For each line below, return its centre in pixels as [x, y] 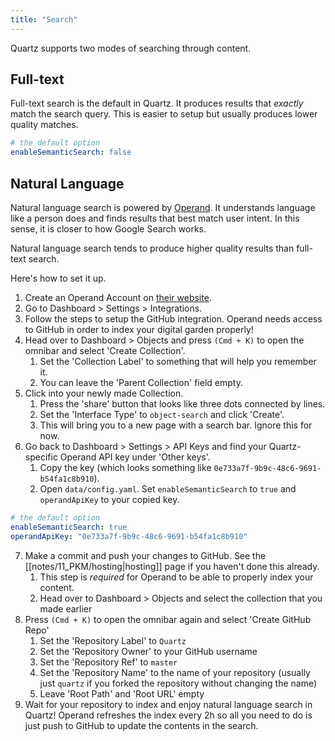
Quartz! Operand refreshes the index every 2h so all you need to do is [168, 715]
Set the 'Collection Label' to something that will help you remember [178, 361]
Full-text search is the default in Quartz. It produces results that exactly [157, 103]
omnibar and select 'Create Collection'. [105, 350]
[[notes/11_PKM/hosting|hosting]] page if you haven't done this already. [172, 566]
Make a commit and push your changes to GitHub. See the [145, 555]
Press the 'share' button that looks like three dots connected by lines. [182, 404]
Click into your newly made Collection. [104, 393]
